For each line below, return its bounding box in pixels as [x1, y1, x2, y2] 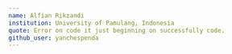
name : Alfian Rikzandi [8, 11, 85, 20]
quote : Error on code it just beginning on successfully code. [8, 26, 226, 34]
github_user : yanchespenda [8, 33, 99, 42]
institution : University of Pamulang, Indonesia [8, 19, 175, 27]
